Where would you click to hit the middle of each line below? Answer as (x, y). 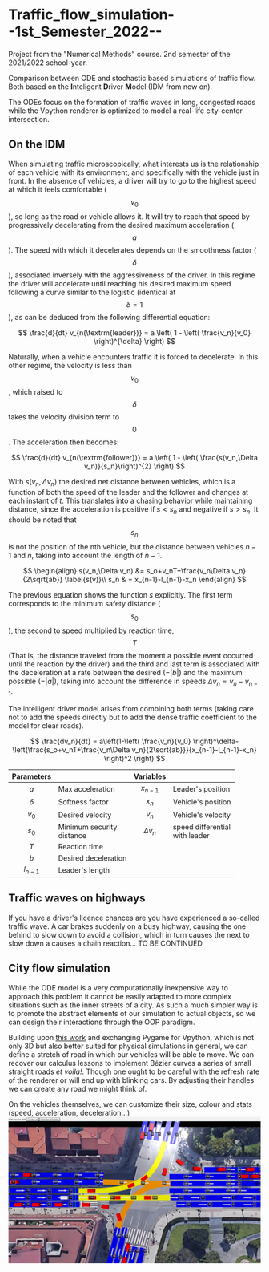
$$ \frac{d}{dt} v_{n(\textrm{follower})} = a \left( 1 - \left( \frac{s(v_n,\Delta (134, 458)
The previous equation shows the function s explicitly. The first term (120, 594)
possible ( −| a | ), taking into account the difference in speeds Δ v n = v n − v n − (133, 682)
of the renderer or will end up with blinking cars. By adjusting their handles (131, 1080)
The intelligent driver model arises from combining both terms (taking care (131, 709)
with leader (191, 836)
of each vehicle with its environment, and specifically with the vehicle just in (134, 172)
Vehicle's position (202, 802)
